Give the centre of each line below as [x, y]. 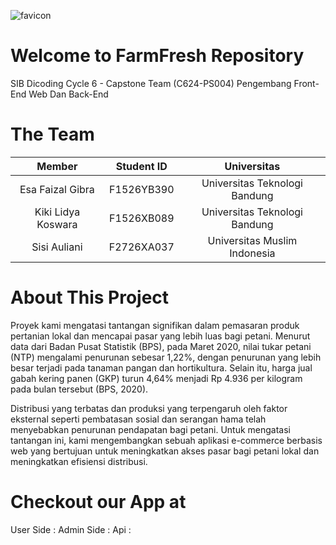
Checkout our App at [98, 502]
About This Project [90, 297]
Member [57, 166]
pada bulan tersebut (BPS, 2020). [79, 389]
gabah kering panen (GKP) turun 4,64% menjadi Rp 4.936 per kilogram [156, 378]
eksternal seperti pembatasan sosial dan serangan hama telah [138, 419]
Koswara [57, 224]
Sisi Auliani [57, 247]
